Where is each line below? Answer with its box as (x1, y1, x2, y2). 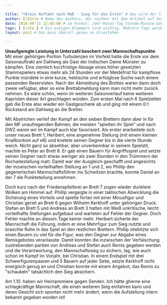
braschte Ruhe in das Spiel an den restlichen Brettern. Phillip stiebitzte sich (5, 226, 159, 232)
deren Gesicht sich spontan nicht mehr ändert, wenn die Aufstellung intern (5, 289, 158, 295)
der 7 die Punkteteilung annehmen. (5, 174, 77, 180)
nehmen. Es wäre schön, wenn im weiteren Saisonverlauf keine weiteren (5, 91, 154, 97)
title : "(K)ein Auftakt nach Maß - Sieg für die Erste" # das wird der (5, 11, 157, 16)
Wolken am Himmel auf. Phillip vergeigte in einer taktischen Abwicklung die (5, 189, 159, 195)
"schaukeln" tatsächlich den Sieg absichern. (5, 269, 96, 275)
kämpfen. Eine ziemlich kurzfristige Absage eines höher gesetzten (5, 64, 141, 70)
